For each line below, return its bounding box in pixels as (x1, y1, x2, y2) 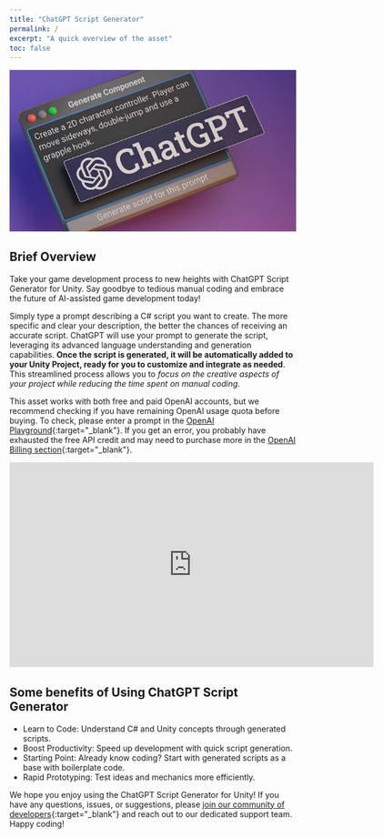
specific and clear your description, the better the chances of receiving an (9, 319, 288, 331)
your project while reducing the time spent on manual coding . (9, 378, 241, 389)
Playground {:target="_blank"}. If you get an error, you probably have (9, 424, 267, 436)
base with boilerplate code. (22, 762, 126, 772)
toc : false (9, 44, 51, 53)
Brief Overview (9, 249, 97, 265)
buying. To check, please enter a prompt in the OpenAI (9, 415, 216, 426)
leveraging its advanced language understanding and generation (9, 339, 252, 350)
